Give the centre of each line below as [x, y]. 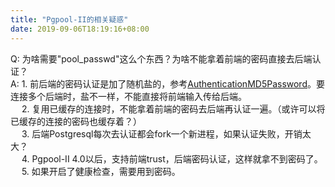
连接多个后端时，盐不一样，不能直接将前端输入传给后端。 [128, 96]
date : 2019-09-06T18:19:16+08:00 [80, 29]
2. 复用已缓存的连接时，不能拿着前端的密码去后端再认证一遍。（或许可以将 [173, 108]
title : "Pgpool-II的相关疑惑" [69, 19]
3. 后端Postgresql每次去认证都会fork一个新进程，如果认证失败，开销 [162, 133]
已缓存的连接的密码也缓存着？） [76, 121]
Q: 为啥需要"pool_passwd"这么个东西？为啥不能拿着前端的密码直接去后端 [161, 58]
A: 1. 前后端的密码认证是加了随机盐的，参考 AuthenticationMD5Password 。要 [167, 83]
